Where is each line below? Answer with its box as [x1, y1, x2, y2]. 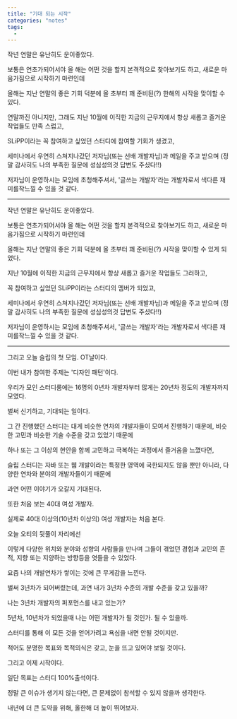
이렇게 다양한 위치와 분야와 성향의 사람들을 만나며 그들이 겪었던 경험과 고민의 [7, 545, 219, 553]
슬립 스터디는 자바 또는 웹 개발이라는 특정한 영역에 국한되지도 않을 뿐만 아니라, [7, 460, 222, 470]
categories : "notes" [7, 17, 68, 24]
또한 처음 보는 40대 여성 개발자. [7, 499, 95, 509]
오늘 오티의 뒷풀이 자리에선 [7, 530, 81, 538]
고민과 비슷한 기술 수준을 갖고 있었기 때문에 [14, 431, 134, 439]
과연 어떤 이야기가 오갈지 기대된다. [7, 485, 102, 493]
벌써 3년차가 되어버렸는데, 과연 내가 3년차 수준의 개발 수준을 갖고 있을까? [7, 583, 208, 592]
